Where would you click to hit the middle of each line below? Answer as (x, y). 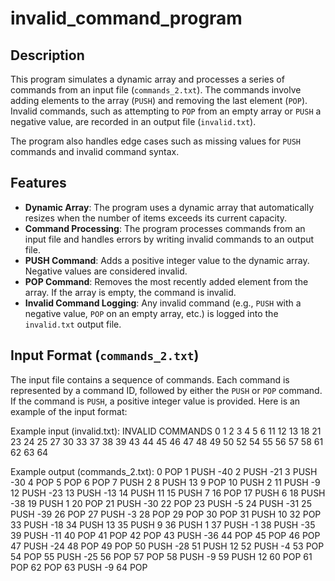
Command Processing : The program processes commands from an (165, 228)
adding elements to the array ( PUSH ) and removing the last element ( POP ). (159, 100)
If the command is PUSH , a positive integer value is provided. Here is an (155, 401)
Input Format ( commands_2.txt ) (105, 355)
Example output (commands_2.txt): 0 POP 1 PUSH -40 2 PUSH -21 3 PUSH (164, 471)
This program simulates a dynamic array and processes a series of (147, 79)
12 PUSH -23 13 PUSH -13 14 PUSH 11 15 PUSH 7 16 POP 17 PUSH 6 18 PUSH (168, 493)
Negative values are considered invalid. (106, 271)
